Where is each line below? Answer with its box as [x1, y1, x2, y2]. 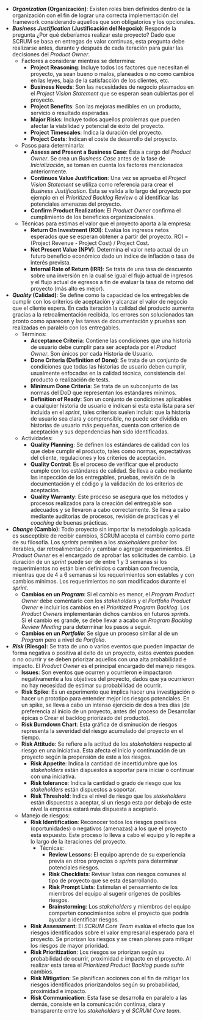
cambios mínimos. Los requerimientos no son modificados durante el [12, 578, 186, 585]
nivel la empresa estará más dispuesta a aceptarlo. [30, 805, 159, 812]
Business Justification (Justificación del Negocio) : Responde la [12, 24, 176, 32]
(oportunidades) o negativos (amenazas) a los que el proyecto [30, 825, 187, 832]
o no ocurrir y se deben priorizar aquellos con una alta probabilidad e [12, 656, 187, 663]
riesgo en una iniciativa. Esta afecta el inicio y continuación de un [21, 747, 186, 754]
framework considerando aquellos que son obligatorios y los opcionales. [12, 18, 195, 25]
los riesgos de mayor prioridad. [30, 942, 109, 949]
